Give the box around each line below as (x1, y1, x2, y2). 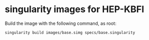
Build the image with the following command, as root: (5, 20, 117, 26)
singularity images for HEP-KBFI (5, 4, 144, 15)
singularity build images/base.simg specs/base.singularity (5, 30, 136, 35)
